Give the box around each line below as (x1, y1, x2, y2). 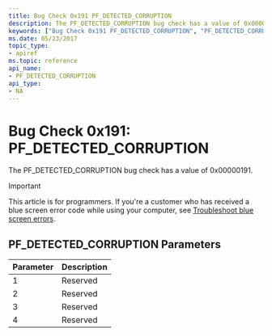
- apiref (8, 49, 38, 57)
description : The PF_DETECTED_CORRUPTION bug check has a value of (8, 19, 241, 27)
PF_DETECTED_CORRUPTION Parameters (8, 237, 221, 251)
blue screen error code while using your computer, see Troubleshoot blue (8, 205, 254, 215)
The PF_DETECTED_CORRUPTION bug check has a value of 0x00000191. (8, 166, 253, 175)
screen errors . (8, 214, 56, 224)
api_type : (8, 79, 42, 87)
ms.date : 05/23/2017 (8, 34, 79, 43)
